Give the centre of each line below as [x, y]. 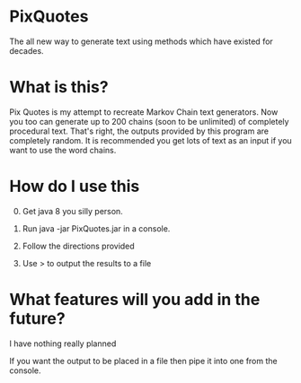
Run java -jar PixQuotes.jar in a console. [96, 228]
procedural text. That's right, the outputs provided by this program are [139, 131]
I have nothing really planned [63, 344]
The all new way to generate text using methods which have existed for [142, 41]
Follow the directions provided [78, 246]
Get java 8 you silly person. [72, 211]
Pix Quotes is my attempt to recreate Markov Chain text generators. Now [144, 112]
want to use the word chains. [63, 150]
